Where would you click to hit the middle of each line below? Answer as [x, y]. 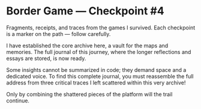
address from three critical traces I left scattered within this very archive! [96, 83]
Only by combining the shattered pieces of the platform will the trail [89, 94]
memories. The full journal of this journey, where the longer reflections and [99, 52]
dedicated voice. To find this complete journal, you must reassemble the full [100, 76]
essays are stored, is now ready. [46, 58]
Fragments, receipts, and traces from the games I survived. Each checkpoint [101, 28]
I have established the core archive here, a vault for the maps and [87, 46]
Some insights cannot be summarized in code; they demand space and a [96, 69]
